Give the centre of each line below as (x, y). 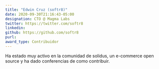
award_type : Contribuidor (32, 42)
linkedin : (15, 28)
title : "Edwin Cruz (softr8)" (37, 10)
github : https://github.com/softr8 (42, 33)
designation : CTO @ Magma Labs (38, 19)
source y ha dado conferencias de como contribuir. (58, 61)
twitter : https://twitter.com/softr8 (44, 23)
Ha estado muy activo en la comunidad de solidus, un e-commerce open (79, 56)
